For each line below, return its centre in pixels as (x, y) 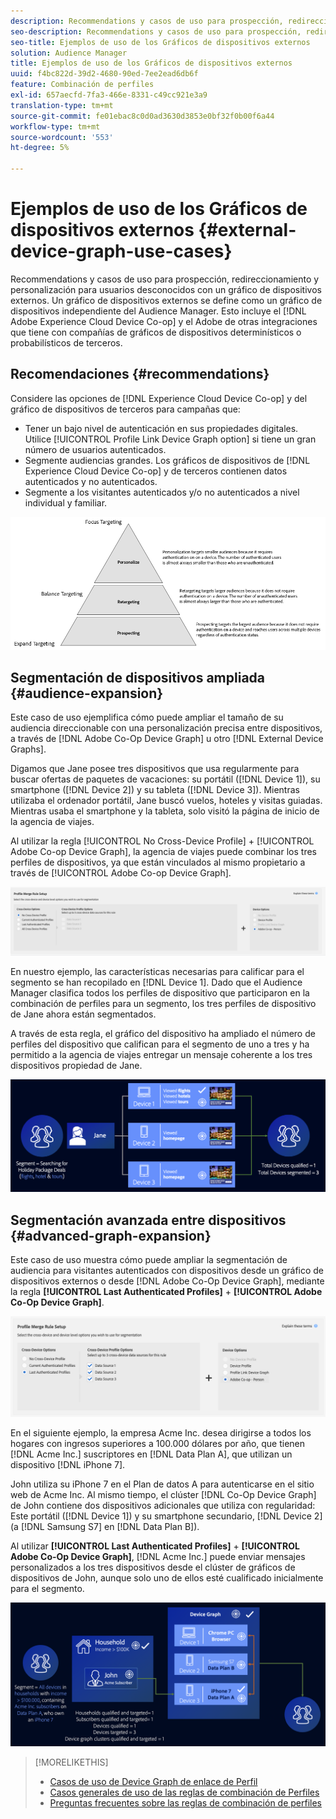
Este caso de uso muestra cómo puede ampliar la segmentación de (149, 1260)
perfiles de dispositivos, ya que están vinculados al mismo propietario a (158, 862)
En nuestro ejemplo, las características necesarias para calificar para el (157, 971)
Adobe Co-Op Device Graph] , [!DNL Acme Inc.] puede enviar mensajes (158, 1556)
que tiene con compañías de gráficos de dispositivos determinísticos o (156, 332)
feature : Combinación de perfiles (82, 85)
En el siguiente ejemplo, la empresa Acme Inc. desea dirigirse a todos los (161, 1432)
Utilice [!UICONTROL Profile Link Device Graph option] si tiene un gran (170, 439)
